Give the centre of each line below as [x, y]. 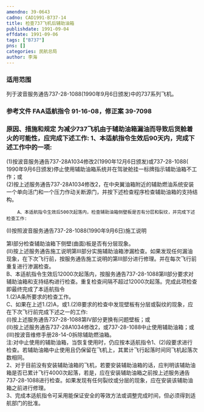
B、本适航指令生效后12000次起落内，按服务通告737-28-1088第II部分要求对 [100, 274]
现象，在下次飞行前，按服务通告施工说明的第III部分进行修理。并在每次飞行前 [102, 259]
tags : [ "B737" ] [25, 40]
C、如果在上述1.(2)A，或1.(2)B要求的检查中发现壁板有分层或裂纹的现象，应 [100, 304]
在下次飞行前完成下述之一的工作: [47, 312]
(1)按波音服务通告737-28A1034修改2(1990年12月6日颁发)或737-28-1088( [97, 162]
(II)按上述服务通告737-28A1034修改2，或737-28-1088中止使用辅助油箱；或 [100, 327]
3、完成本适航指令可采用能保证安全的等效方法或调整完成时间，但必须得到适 [101, 396]
